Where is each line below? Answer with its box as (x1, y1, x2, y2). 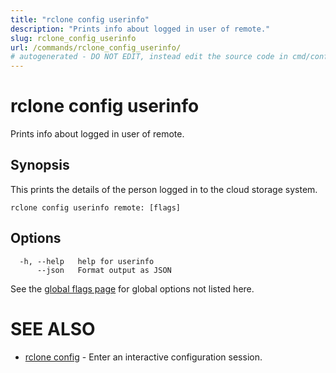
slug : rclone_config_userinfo (10, 33, 137, 43)
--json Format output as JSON (36, 265, 172, 275)
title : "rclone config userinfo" (10, 14, 150, 25)
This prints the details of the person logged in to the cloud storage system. (10, 183, 318, 195)
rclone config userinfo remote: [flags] (10, 202, 182, 213)
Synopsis (10, 157, 70, 174)
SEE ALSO (10, 317, 96, 340)
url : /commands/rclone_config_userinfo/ (10, 42, 182, 53)
